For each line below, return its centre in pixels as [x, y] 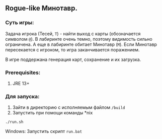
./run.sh [14, 122]
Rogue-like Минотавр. [42, 8]
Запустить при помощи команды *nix [53, 113]
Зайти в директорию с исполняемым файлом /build [69, 107]
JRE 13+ [21, 83]
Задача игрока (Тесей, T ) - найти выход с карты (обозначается [73, 33]
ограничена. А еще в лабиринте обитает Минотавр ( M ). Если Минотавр [81, 44]
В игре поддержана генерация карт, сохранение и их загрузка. [73, 59]
